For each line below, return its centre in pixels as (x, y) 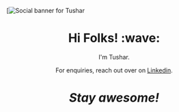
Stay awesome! (114, 98)
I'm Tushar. (114, 57)
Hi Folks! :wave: (114, 38)
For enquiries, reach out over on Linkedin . (114, 70)
